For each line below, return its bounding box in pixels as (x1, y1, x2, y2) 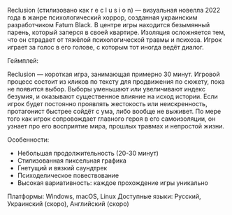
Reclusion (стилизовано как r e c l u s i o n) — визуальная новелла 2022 (7, 6, 221, 14)
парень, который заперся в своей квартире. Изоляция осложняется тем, (7, 28, 226, 36)
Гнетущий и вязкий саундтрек (17, 164, 108, 172)
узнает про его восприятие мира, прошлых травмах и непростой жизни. (7, 122, 225, 130)
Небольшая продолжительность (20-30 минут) (17, 149, 159, 157)
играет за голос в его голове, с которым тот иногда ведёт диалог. (7, 43, 204, 51)
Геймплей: (7, 57, 38, 65)
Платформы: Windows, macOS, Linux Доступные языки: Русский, (7, 192, 201, 200)
